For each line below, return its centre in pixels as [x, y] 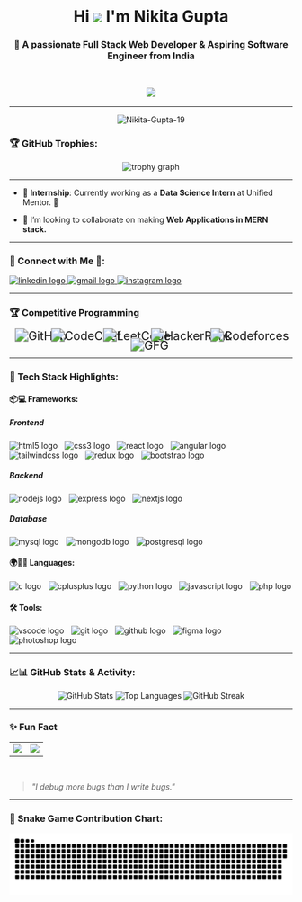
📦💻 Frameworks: [44, 398]
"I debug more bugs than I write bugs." [103, 787]
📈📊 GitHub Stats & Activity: [72, 673]
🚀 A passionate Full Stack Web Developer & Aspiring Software [151, 45]
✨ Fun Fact [34, 728]
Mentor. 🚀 [40, 202]
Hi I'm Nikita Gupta [151, 17]
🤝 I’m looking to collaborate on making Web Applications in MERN [145, 219]
